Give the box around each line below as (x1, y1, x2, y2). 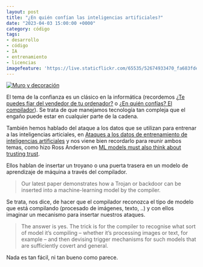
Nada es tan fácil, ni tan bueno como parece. (6, 254, 118, 261)
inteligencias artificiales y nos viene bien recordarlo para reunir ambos (6, 137, 182, 145)
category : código (6, 25, 50, 32)
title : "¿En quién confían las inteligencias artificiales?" (6, 15, 164, 21)
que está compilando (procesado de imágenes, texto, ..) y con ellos (6, 205, 174, 212)
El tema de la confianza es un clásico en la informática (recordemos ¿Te (6, 93, 185, 101)
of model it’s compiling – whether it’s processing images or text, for (21, 229, 188, 237)
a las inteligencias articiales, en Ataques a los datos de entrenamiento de (6, 131, 188, 138)
